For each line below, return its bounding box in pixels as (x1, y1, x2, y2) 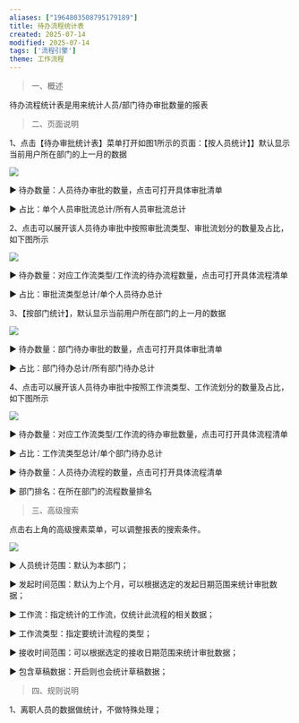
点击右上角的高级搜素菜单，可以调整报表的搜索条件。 (9, 524, 206, 534)
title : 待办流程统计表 (9, 22, 85, 30)
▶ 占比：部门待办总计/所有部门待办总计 (9, 363, 155, 373)
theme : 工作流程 (9, 55, 64, 64)
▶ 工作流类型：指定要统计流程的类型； (9, 628, 152, 639)
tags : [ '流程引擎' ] (9, 47, 77, 56)
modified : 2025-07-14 (9, 38, 90, 47)
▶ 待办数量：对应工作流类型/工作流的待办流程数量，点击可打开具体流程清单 (9, 270, 288, 280)
